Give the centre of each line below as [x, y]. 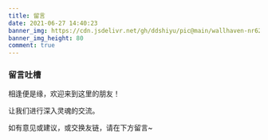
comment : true [32, 46]
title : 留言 [27, 16]
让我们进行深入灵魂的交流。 [54, 111]
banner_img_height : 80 [46, 38]
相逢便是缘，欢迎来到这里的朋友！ [64, 94]
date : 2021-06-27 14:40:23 [53, 23]
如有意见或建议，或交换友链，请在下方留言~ [81, 128]
